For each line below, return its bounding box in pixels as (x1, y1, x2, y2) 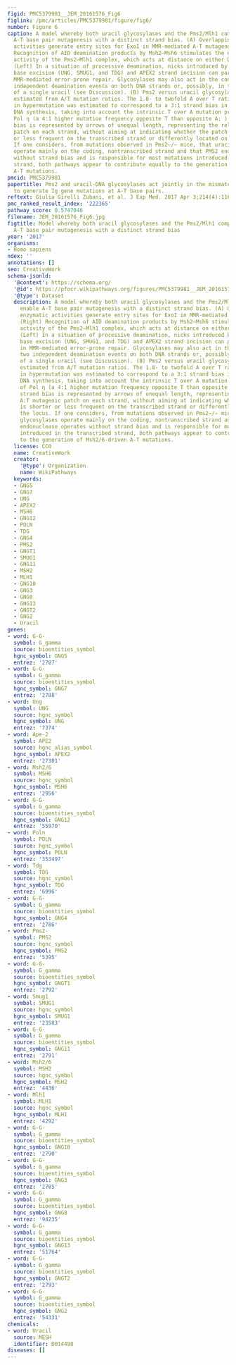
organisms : (7, 240, 39, 247)
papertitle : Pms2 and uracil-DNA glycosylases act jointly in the (7, 180, 206, 187)
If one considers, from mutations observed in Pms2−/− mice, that (13, 142, 212, 149)
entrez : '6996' (13, 889, 58, 896)
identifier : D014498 (13, 1340, 74, 1347)
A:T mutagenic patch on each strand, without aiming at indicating (20, 397, 221, 404)
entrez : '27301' (13, 757, 61, 765)
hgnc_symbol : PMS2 (13, 947, 68, 954)
